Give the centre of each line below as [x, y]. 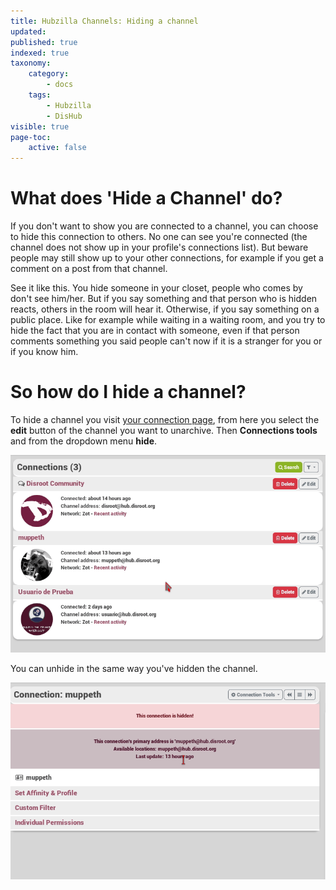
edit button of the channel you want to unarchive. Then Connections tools [164, 430]
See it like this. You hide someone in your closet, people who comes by [156, 288]
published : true [44, 42]
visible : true [40, 126]
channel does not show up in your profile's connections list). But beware [159, 247]
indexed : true [40, 53]
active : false [57, 148]
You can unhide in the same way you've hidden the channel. [134, 668]
